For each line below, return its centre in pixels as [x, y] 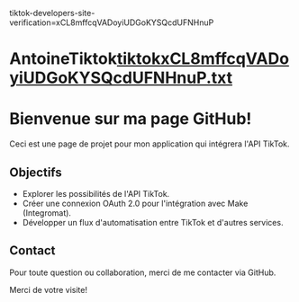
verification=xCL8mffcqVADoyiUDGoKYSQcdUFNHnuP [112, 22]
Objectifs [36, 172]
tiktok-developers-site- [52, 13]
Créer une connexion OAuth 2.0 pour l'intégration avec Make [135, 203]
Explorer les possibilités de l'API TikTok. [96, 193]
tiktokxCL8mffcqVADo [203, 59]
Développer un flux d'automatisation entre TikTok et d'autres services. [153, 222]
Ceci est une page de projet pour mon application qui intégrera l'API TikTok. [149, 144]
